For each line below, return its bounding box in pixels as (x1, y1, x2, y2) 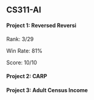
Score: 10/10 (6, 59, 38, 66)
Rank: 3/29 (6, 35, 34, 42)
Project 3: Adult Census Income (6, 86, 88, 93)
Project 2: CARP (6, 73, 47, 80)
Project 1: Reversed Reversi (6, 21, 77, 29)
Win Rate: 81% (6, 47, 42, 54)
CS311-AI (6, 5, 41, 15)
